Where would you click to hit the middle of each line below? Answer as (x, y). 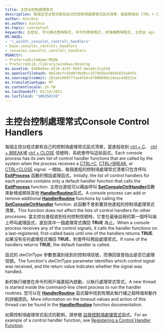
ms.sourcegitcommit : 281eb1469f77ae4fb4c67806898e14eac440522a (71, 78)
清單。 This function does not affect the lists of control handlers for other (78, 211)
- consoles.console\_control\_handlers (46, 50)
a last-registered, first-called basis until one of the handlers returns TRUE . (79, 234)
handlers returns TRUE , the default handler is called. (58, 245)
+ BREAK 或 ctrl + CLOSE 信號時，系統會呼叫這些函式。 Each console (74, 153)
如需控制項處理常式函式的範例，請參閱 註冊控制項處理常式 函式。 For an (76, 315)
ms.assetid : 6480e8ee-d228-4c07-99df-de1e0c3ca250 (58, 69)
